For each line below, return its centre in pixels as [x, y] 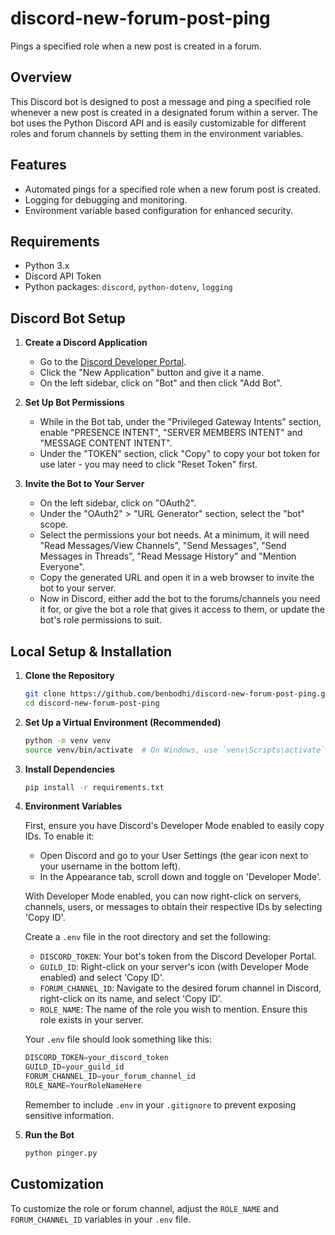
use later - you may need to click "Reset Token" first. [148, 464]
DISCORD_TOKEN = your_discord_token [96, 1058]
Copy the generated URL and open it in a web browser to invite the [177, 578]
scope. [54, 524]
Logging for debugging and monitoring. [106, 199]
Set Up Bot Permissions [74, 403]
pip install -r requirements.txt [94, 787]
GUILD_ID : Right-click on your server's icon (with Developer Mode [174, 967]
